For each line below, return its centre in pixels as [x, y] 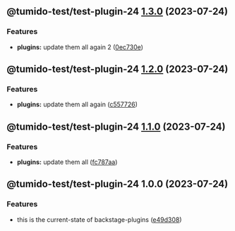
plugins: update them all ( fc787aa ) [67, 162]
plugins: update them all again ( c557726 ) [77, 104]
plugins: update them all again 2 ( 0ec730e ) [80, 47]
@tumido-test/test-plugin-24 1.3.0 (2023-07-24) [117, 12]
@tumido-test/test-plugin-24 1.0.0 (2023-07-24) [117, 184]
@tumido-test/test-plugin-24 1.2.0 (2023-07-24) [117, 69]
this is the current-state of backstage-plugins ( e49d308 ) [99, 219]
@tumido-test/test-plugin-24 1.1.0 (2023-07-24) [116, 126]
